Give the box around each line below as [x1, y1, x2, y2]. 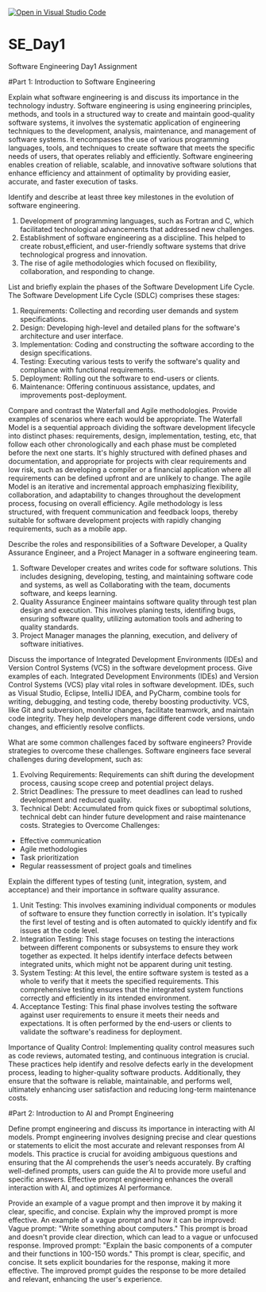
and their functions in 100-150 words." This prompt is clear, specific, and [8, 1248, 245, 1259]
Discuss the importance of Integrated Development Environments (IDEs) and [8, 654, 258, 663]
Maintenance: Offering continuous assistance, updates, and [19, 381, 216, 391]
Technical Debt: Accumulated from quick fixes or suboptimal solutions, [19, 803, 252, 813]
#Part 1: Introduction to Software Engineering [8, 76, 156, 87]
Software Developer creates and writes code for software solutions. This [19, 563, 258, 572]
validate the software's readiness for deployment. [19, 1027, 183, 1036]
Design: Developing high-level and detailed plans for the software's [19, 323, 241, 332]
